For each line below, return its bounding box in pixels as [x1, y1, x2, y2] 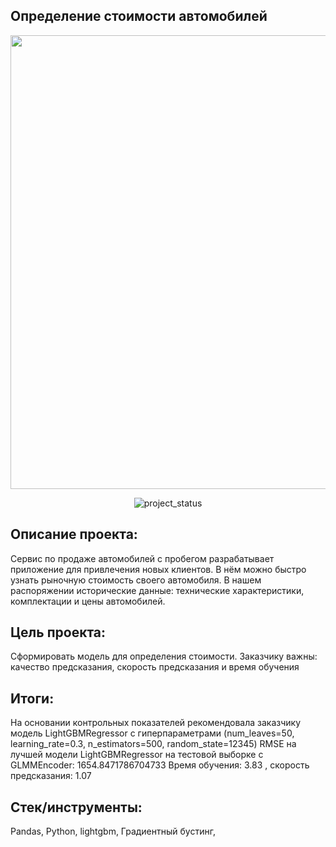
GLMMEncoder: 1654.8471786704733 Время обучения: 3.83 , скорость [10, 759, 310, 771]
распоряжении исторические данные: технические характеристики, [10, 584, 305, 596]
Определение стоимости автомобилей [10, 8, 268, 25]
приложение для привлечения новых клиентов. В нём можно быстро [10, 563, 307, 575]
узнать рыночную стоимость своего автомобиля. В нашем [10, 574, 262, 586]
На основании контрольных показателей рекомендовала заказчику [10, 717, 302, 729]
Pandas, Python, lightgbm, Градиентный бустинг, [10, 825, 216, 838]
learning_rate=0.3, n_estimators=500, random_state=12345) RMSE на [10, 738, 297, 750]
